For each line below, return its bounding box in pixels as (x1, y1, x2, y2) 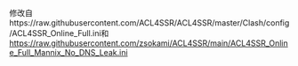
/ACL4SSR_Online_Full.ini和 (9, 28, 109, 38)
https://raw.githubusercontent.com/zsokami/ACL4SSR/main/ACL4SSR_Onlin (9, 38, 289, 48)
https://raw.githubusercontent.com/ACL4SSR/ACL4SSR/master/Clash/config (9, 18, 290, 28)
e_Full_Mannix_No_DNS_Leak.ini (9, 48, 128, 57)
